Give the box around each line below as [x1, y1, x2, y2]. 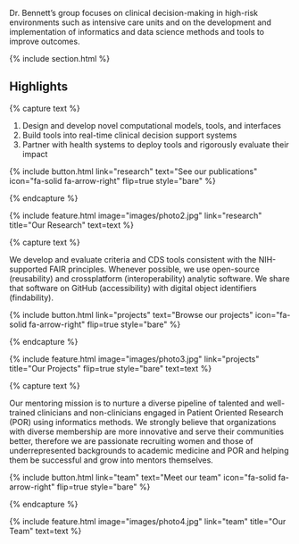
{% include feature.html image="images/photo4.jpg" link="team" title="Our [9, 515, 287, 526]
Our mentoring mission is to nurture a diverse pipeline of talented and [9, 398, 265, 408]
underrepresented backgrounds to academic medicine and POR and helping [9, 445, 289, 456]
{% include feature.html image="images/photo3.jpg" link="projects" [9, 353, 260, 364]
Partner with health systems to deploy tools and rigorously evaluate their [21, 138, 290, 150]
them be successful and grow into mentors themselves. [9, 455, 214, 465]
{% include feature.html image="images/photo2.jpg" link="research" [9, 210, 262, 221]
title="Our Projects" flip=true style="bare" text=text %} [9, 363, 212, 373]
